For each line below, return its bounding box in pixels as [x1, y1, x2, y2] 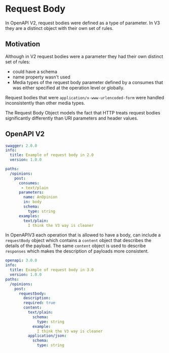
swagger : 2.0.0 [5, 143, 37, 148]
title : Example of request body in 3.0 [10, 267, 94, 272]
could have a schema [12, 68, 57, 74]
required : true [23, 300, 56, 305]
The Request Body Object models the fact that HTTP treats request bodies [5, 109, 160, 115]
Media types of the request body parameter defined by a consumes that [12, 79, 163, 85]
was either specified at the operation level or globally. [12, 85, 125, 91]
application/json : [27, 333, 67, 338]
